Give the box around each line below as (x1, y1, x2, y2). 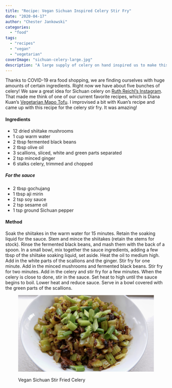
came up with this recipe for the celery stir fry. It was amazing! (5, 104, 137, 110)
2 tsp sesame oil (12, 201, 48, 208)
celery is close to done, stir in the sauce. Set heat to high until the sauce (5, 274, 158, 280)
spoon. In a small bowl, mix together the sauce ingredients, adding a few (5, 247, 158, 253)
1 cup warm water (12, 133, 51, 139)
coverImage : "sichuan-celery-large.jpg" (5, 57, 93, 62)
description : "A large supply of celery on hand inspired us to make (5, 62, 157, 68)
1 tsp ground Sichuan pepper (12, 207, 74, 213)
